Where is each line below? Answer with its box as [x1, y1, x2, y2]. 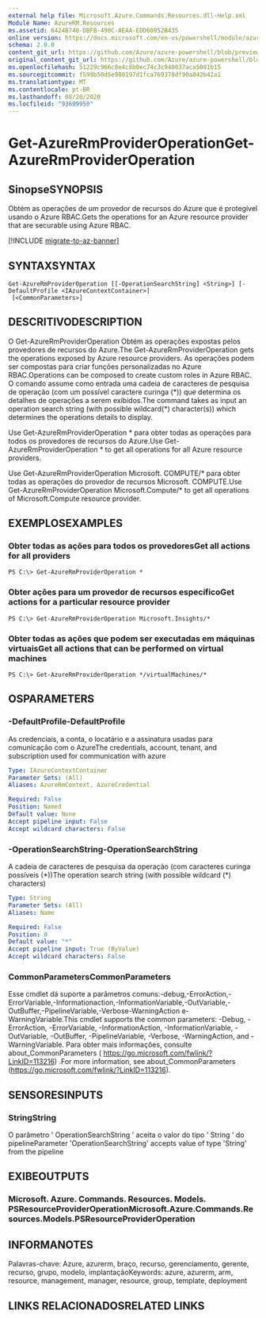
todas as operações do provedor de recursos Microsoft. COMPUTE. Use [8, 477, 242, 486]
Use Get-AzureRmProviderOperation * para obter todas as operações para [8, 428, 252, 437]
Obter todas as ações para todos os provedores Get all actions [8, 540, 251, 551]
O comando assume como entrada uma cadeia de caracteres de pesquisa [8, 378, 249, 388]
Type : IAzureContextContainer [8, 767, 108, 774]
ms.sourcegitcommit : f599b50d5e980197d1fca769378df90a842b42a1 [8, 71, 222, 79]
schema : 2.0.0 [8, 41, 55, 49]
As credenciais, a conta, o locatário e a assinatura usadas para [8, 734, 213, 744]
